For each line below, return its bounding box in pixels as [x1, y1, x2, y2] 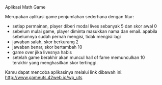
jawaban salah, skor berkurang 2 [12, 39, 79, 45]
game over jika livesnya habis [12, 49, 72, 55]
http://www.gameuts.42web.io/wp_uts [5, 75, 82, 80]
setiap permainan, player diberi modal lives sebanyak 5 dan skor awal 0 [12, 23, 157, 29]
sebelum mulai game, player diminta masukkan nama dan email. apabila [12, 28, 158, 34]
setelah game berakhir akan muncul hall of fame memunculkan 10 [12, 55, 145, 60]
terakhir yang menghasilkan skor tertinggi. [12, 60, 98, 65]
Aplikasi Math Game [5, 4, 46, 10]
